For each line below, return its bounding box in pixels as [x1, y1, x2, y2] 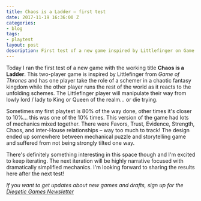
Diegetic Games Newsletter [6, 188, 74, 195]
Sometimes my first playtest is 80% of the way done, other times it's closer [6, 107, 192, 114]
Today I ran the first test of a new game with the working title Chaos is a [6, 64, 184, 71]
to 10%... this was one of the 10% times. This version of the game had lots [6, 114, 189, 121]
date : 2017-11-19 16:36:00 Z [6, 14, 79, 20]
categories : [6, 20, 36, 26]
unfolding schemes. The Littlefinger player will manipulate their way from [6, 89, 187, 96]
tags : [6, 31, 20, 37]
